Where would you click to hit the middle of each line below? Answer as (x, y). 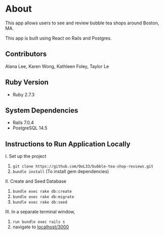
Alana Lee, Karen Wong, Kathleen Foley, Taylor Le (57, 66)
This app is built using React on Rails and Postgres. (58, 38)
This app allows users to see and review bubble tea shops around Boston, (82, 23)
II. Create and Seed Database (36, 181)
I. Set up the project (26, 156)
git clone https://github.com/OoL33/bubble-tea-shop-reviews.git (83, 166)
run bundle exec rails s (39, 222)
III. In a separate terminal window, (40, 212)
